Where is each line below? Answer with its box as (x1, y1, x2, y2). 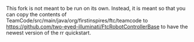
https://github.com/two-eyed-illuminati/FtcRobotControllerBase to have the (6, 23, 188, 30)
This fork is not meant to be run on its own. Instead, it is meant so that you (6, 5, 186, 12)
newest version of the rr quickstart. (6, 29, 91, 36)
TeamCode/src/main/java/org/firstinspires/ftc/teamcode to (6, 17, 148, 24)
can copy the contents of (6, 11, 67, 18)
